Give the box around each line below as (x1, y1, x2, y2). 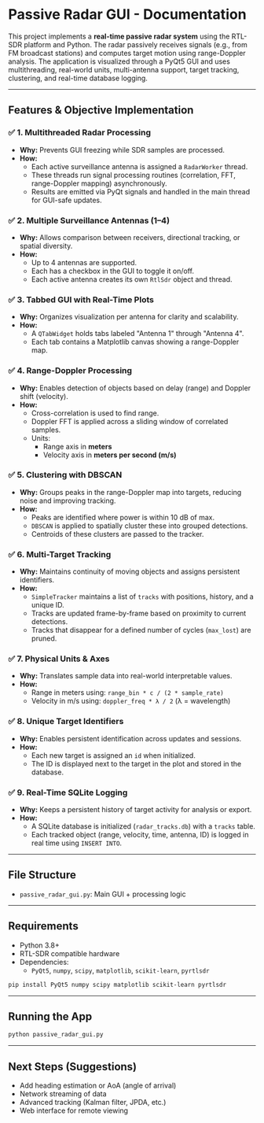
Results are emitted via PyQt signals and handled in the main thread (31, 187, 251, 196)
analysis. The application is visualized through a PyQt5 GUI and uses (8, 57, 230, 66)
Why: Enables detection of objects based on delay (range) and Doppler (19, 383, 251, 393)
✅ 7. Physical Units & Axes (8, 653, 110, 664)
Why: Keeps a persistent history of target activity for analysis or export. (19, 805, 252, 814)
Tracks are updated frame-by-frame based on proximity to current (31, 608, 247, 619)
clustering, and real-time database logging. (8, 73, 148, 83)
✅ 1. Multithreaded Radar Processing (8, 127, 152, 139)
